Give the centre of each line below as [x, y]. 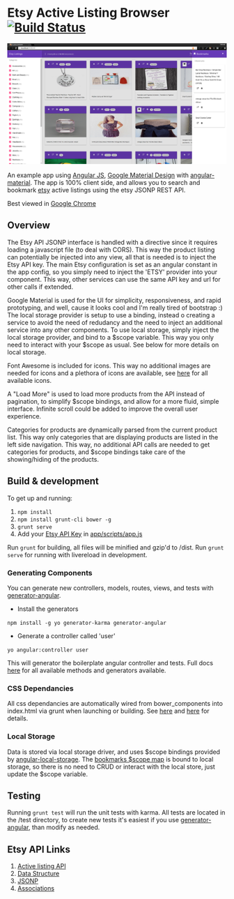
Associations [36, 889]
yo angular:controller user [48, 650]
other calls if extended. [40, 287]
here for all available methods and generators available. [87, 670]
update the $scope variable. [48, 774]
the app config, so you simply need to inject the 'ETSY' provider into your [112, 272]
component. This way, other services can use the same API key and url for [114, 279]
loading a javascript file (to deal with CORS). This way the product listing [111, 250]
